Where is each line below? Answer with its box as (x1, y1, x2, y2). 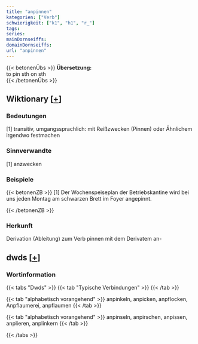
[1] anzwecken (6, 160, 42, 167)
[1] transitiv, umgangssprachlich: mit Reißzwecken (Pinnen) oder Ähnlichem (6, 125, 193, 133)
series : (6, 31, 26, 37)
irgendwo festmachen (6, 132, 60, 139)
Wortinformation (6, 270, 56, 278)
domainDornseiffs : (6, 42, 52, 48)
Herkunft (6, 222, 33, 230)
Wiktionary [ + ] (6, 94, 62, 105)
